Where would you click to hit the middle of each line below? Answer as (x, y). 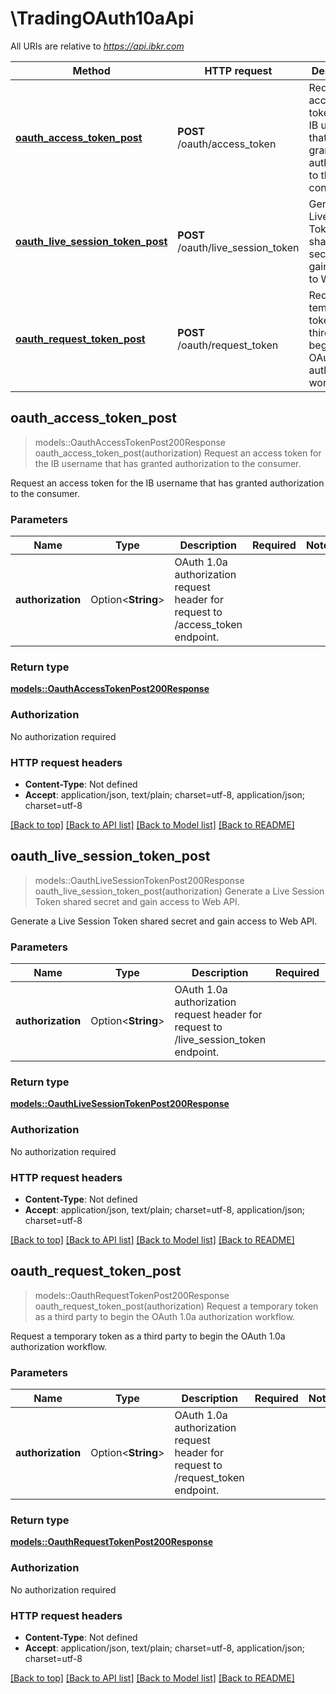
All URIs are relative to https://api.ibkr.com (97, 46)
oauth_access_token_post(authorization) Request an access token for (178, 453)
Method (91, 70)
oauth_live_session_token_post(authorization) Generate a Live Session (179, 891)
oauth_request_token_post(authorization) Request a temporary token (176, 1306)
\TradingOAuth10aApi (102, 18)
